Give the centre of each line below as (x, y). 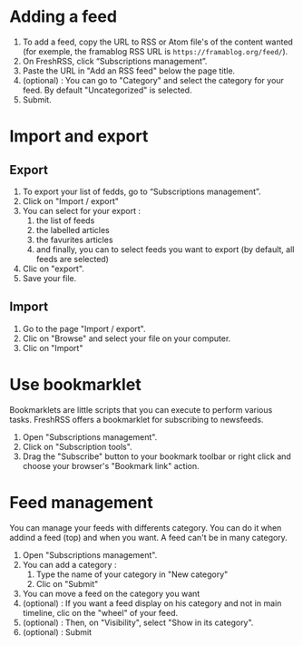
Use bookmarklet (76, 384)
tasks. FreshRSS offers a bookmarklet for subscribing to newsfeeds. (137, 419)
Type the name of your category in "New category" (132, 574)
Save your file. (49, 278)
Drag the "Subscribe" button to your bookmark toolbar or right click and (157, 456)
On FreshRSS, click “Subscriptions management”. (115, 61)
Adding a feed (64, 17)
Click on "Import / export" (71, 201)
